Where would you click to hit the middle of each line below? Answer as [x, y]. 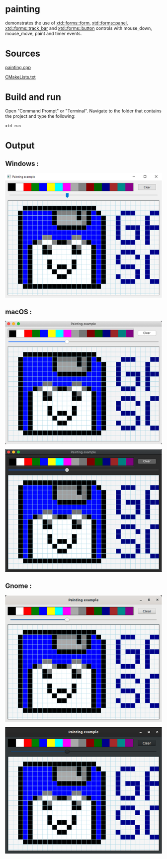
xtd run [13, 126]
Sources [23, 54]
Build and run [33, 97]
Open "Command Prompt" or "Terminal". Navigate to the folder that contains [83, 111]
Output [20, 146]
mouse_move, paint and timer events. [43, 33]
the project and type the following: [40, 116]
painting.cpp [18, 67]
